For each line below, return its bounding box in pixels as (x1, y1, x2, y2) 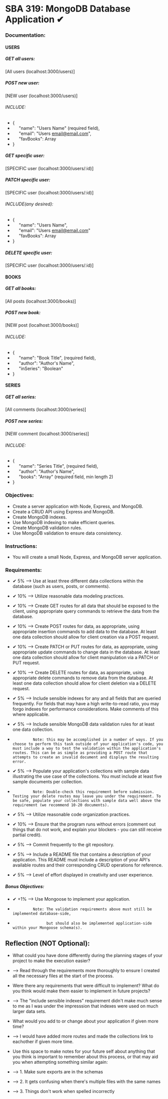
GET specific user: (5, 153, 45, 159)
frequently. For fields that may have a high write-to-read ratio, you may (12, 701, 159, 707)
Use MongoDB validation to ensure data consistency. (12, 530, 122, 536)
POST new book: (5, 310, 41, 316)
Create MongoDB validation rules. (12, 525, 83, 531)
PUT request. (12, 660, 40, 666)
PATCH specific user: (5, 177, 51, 183)
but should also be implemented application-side (46, 921, 152, 926)
